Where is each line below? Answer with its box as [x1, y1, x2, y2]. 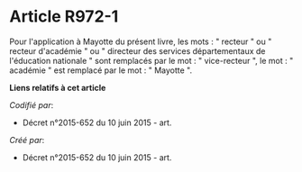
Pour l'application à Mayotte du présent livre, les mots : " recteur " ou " [9, 36, 272, 47]
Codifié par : [9, 99, 54, 110]
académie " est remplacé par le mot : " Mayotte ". [9, 65, 192, 76]
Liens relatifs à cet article [9, 82, 106, 93]
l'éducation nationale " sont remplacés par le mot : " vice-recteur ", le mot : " [9, 55, 294, 66]
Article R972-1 [9, 6, 119, 27]
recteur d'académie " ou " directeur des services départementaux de [9, 45, 266, 56]
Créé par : [9, 134, 45, 145]
